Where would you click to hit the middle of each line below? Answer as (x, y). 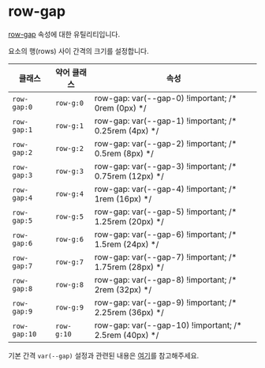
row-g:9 (69, 307)
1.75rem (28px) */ (129, 267)
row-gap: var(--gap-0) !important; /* (166, 98)
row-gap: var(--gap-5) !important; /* (166, 212)
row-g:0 (69, 103)
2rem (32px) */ (123, 289)
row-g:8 (69, 284)
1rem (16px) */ (123, 198)
